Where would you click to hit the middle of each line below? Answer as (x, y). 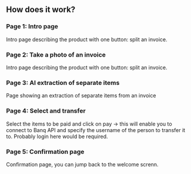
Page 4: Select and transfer (46, 111)
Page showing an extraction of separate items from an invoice (81, 96)
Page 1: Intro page (32, 27)
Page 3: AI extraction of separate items (63, 83)
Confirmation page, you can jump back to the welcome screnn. (82, 164)
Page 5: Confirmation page (45, 152)
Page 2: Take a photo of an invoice (56, 54)
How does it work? (41, 10)
